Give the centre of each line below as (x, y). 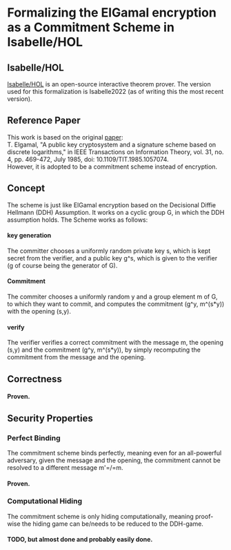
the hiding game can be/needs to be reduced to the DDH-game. (112, 524)
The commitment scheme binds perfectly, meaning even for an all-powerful (114, 453)
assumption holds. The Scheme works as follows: (78, 220)
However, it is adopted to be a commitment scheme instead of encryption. (112, 167)
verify (16, 327)
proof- (204, 516)
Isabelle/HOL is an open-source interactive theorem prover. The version (109, 84)
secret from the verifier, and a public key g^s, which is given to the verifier (112, 258)
